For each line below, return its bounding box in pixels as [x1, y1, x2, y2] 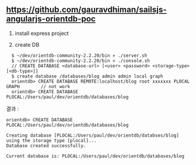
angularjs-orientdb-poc [6, 14, 96, 24]
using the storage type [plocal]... [6, 137, 97, 144]
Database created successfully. [6, 143, 86, 148]
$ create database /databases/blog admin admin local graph [11, 73, 163, 79]
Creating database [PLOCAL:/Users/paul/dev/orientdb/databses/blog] [6, 132, 179, 138]
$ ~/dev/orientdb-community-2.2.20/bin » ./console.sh [11, 57, 150, 64]
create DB [14, 41, 40, 48]
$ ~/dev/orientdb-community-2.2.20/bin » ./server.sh [11, 53, 147, 59]
